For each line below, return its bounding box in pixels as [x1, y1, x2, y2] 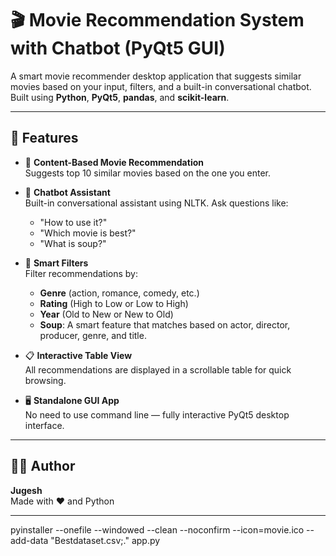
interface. [24, 419, 65, 431]
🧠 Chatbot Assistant [24, 186, 111, 198]
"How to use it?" [39, 216, 108, 228]
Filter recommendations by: [24, 267, 139, 279]
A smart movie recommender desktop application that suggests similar [10, 70, 302, 82]
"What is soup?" [39, 237, 107, 249]
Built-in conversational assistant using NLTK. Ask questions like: [24, 197, 289, 209]
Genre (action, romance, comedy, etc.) [39, 287, 200, 299]
